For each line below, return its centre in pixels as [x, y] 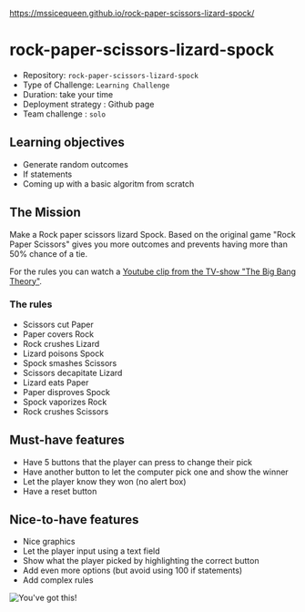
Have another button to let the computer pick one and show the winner [155, 472]
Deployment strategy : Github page [88, 104]
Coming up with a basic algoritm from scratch [108, 184]
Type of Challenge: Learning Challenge [96, 85]
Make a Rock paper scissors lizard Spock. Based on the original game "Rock [152, 234]
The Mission [45, 213]
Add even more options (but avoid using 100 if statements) [132, 571]
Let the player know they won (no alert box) [104, 481]
